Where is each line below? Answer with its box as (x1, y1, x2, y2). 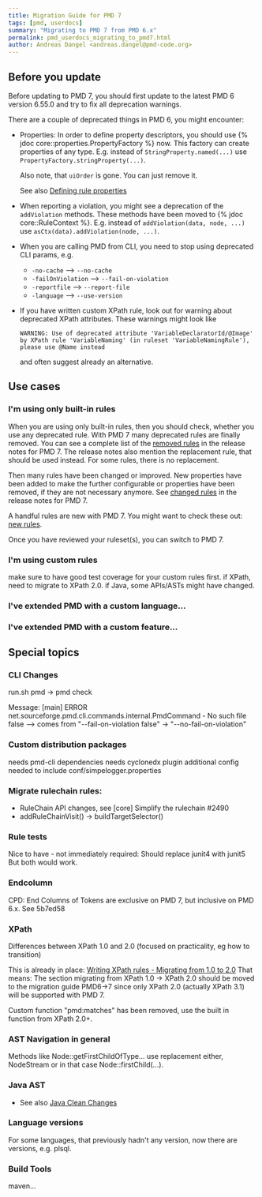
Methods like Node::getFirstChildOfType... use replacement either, (8, 1052, 223, 1061)
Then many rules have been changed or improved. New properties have (8, 471, 242, 480)
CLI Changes (8, 670, 59, 681)
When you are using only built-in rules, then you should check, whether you (8, 422, 255, 431)
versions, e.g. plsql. (8, 1143, 72, 1153)
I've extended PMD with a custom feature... (8, 621, 178, 632)
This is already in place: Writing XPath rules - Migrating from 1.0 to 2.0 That (8, 965, 253, 974)
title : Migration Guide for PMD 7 (8, 11, 122, 20)
